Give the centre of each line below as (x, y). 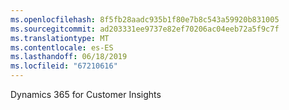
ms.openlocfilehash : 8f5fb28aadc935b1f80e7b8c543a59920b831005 (145, 19)
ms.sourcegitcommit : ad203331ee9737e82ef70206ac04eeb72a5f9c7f (145, 29)
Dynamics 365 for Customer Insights (86, 94)
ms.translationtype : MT (60, 38)
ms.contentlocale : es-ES (62, 47)
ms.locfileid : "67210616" (64, 66)
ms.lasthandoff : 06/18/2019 (69, 57)
